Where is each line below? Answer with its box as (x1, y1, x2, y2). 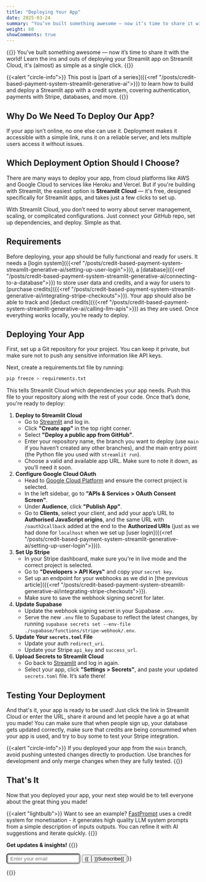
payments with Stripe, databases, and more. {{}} (6, 93, 129, 101)
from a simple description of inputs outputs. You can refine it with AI (6, 823, 178, 830)
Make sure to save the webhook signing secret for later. (24, 594, 166, 602)
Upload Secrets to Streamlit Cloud (15, 653, 104, 660)
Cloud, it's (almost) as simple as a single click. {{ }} (6, 62, 134, 69)
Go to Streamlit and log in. (24, 418, 91, 426)
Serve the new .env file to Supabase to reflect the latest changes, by (24, 614, 198, 621)
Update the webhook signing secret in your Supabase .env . (24, 607, 175, 615)
